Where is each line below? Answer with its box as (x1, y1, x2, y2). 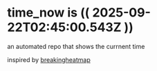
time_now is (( (7, 5, 90, 21)
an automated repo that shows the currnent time (7, 42, 145, 50)
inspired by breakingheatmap (7, 55, 91, 63)
